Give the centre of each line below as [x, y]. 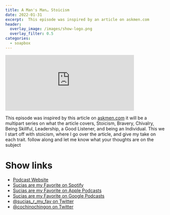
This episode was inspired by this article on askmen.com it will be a [76, 118]
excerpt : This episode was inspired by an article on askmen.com [77, 19]
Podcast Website [30, 179]
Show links [29, 165]
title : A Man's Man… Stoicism [38, 10]
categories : [18, 39]
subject [13, 145]
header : [14, 24]
